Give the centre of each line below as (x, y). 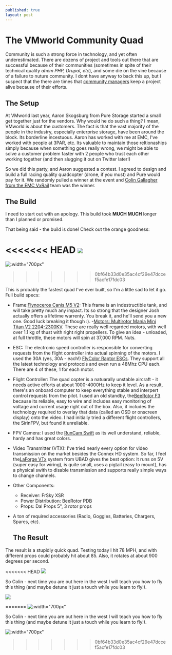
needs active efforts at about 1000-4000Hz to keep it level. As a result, (88, 385)
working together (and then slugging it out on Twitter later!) (68, 159)
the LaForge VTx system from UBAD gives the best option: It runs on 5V (88, 459)
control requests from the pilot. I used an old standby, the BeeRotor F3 (87, 396)
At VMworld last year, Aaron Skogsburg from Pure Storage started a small (83, 115)
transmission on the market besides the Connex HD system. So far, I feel (89, 454)
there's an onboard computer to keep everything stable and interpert (85, 390)
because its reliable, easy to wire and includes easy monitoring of (82, 401)
